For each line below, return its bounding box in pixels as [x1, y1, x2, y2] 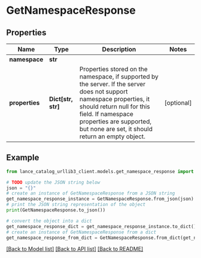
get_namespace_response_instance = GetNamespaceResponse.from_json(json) [6, 196, 194, 202]
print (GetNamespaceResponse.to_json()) [6, 207, 106, 213]
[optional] [164, 99, 192, 107]
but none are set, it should [80, 125, 153, 133]
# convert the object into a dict [6, 218, 93, 224]
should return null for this [80, 102, 151, 111]
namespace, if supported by [80, 72, 159, 81]
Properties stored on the [80, 65, 148, 73]
